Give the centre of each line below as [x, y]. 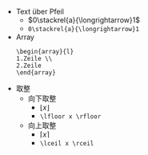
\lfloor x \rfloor [70, 117]
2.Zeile [28, 66]
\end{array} [36, 73]
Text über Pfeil [40, 12]
